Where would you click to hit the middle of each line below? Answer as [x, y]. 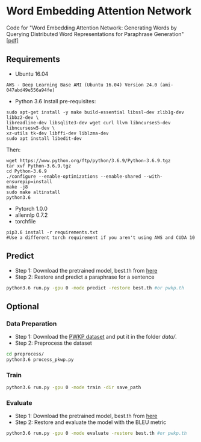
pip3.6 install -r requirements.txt [52, 232]
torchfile [25, 221]
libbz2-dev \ [23, 117]
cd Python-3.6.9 [26, 171]
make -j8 [17, 187]
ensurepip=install [29, 181]
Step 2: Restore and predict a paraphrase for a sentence [85, 277]
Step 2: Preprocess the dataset [53, 343]
